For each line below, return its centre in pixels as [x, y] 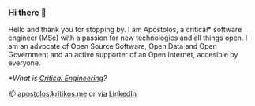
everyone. [24, 63]
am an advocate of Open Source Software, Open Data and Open [112, 46]
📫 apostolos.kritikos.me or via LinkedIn [72, 94]
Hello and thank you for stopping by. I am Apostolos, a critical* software [125, 30]
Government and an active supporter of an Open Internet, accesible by [123, 55]
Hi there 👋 [28, 13]
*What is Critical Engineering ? [58, 79]
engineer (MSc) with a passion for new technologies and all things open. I [128, 38]
